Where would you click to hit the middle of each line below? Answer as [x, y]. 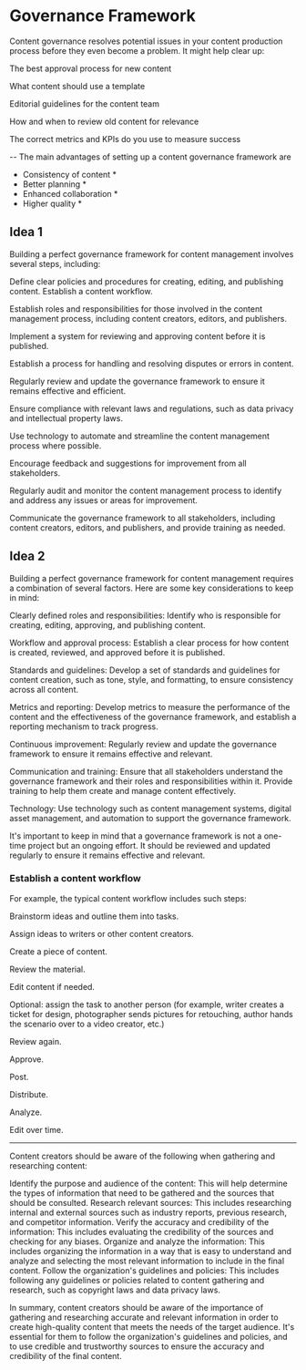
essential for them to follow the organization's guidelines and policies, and [149, 1336]
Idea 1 [26, 232]
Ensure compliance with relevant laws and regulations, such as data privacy [152, 408]
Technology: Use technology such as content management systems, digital [150, 809]
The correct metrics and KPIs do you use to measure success [125, 139]
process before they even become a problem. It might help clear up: [137, 50]
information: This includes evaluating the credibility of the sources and [142, 1231]
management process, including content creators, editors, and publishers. [148, 318]
